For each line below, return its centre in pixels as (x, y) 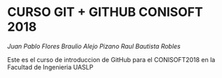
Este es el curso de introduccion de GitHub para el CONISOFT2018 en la (111, 59)
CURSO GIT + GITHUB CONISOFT (105, 12)
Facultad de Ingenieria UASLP (50, 67)
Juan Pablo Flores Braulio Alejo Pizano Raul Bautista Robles (94, 46)
